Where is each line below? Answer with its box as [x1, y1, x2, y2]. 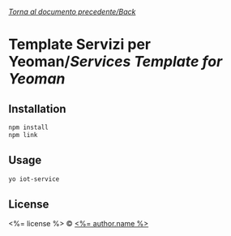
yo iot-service [8, 174, 60, 183]
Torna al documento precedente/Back [8, 7, 136, 16]
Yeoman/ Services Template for [8, 53, 223, 71]
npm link [8, 131, 38, 139]
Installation [8, 101, 66, 116]
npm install [8, 123, 49, 131]
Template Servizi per [8, 36, 152, 54]
